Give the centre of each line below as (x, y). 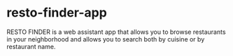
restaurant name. (31, 46)
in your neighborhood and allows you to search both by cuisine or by (106, 39)
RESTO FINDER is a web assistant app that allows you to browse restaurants (116, 32)
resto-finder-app (57, 13)
